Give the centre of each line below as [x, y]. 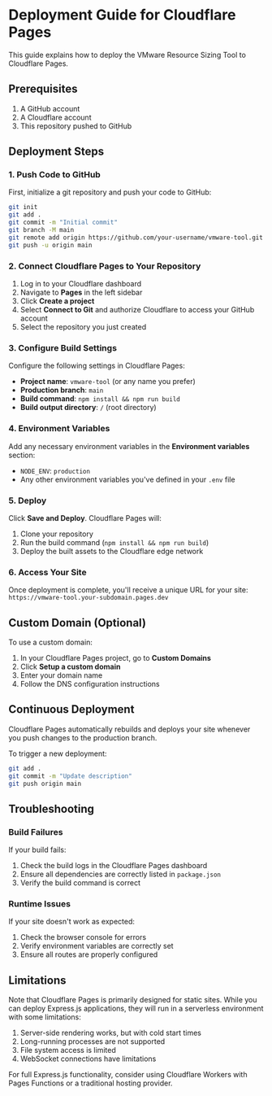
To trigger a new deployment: [58, 753]
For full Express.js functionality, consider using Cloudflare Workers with [128, 1075]
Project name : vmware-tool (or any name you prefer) [108, 382]
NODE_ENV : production [55, 470]
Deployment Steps [56, 152]
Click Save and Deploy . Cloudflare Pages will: [85, 517]
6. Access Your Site [47, 572]
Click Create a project [57, 301]
